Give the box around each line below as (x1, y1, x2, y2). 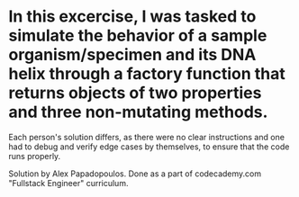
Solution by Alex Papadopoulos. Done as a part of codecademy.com (8, 168, 262, 179)
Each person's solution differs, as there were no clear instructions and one (8, 131, 285, 142)
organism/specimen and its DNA (8, 45, 257, 65)
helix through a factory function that (8, 64, 285, 85)
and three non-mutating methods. (8, 102, 268, 122)
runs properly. (8, 150, 61, 161)
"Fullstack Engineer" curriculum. (8, 177, 129, 188)
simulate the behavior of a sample (8, 25, 267, 46)
